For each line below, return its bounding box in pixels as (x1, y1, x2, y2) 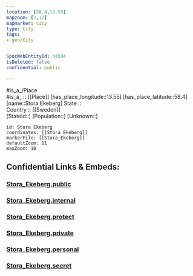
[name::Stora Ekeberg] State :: (6, 99, 82, 107)
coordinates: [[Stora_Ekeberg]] (6, 129, 88, 135)
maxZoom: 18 (6, 145, 36, 152)
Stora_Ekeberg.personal (6, 245, 79, 254)
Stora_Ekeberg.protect (6, 212, 74, 221)
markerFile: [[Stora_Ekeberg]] (6, 135, 85, 141)
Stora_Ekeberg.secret (6, 261, 72, 270)
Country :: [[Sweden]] (6, 106, 61, 113)
